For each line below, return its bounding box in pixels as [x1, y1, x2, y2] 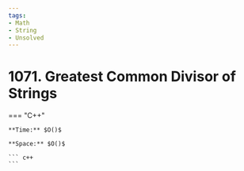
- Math [8, 19, 30, 27]
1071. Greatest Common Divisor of [8, 68, 236, 85]
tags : [8, 11, 26, 20]
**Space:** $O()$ [8, 140, 66, 148]
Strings [8, 85, 58, 103]
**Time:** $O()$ [8, 126, 62, 135]
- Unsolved [8, 33, 44, 42]
